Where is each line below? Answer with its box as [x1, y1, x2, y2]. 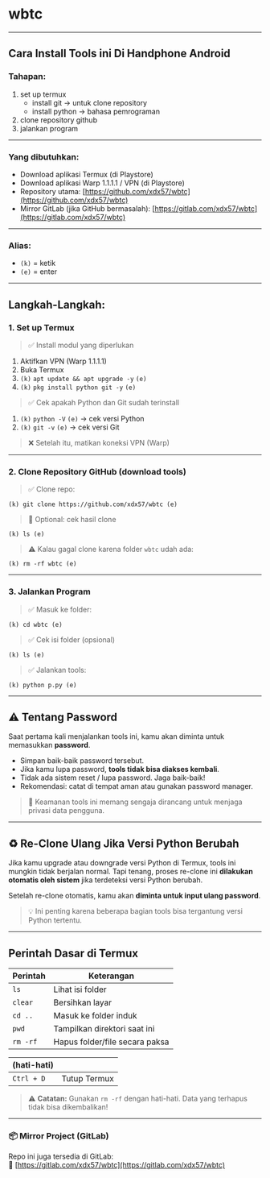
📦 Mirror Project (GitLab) [8, 1130, 109, 1141]
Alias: [8, 239, 32, 251]
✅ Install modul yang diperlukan [27, 340, 134, 350]
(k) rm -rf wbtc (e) [8, 560, 78, 568]
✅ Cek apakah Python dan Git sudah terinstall [27, 397, 179, 407]
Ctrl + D [12, 1073, 46, 1083]
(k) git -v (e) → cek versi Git [19, 422, 120, 432]
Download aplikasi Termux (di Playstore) [19, 169, 154, 179]
